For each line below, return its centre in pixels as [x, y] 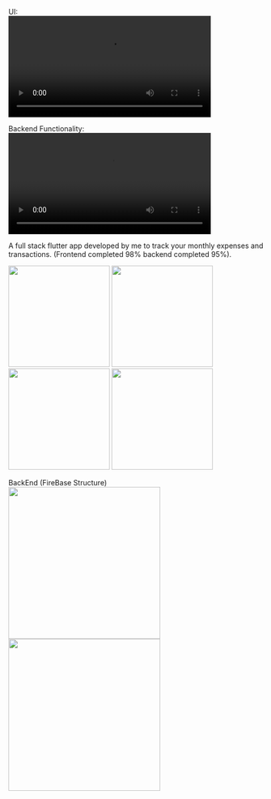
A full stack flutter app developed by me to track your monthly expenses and [136, 246]
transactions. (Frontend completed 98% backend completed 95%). [120, 254]
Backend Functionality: [47, 128]
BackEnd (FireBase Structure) [58, 483]
